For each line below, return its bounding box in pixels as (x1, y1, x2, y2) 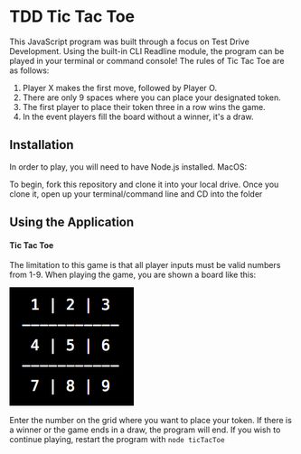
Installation (9, 137, 74, 153)
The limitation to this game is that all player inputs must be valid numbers (9, 260, 281, 271)
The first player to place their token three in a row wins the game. (22, 101, 266, 112)
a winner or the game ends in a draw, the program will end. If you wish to (9, 424, 281, 435)
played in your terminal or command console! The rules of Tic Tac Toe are (9, 55, 285, 66)
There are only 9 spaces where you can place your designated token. (22, 92, 282, 103)
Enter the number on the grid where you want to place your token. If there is (9, 415, 292, 426)
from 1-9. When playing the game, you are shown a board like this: (9, 269, 257, 281)
